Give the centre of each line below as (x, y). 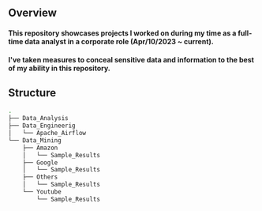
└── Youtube (42, 192)
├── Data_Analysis (38, 119)
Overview (33, 13)
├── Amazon (40, 148)
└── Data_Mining (35, 140)
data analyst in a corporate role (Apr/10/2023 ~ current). (120, 41)
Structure (32, 93)
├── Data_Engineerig (42, 126)
